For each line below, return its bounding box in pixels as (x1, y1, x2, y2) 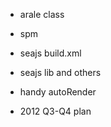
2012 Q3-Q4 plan (19, 105, 92, 117)
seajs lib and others (19, 67, 102, 78)
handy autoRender (19, 86, 97, 98)
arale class (19, 9, 65, 20)
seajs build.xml (19, 47, 82, 59)
